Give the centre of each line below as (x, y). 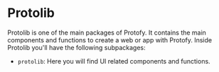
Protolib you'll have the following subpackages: (76, 47)
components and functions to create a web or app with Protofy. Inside (109, 40)
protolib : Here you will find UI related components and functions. (114, 61)
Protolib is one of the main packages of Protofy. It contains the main (107, 32)
